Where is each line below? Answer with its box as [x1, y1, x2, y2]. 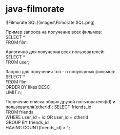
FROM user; [5, 59, 30, 65]
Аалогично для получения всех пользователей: [5, 49, 105, 55]
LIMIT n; [5, 89, 22, 95]
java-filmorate [5, 3, 65, 15]
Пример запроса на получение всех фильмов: [5, 29, 102, 35]
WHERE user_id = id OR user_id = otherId [5, 114, 88, 120]
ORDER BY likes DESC [5, 84, 50, 90]
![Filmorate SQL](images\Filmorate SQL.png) [5, 19, 95, 25]
